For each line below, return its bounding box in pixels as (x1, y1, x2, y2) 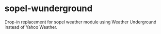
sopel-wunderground (4, 3, 93, 14)
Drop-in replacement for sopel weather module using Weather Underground (4, 19, 157, 25)
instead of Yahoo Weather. (4, 24, 58, 30)
